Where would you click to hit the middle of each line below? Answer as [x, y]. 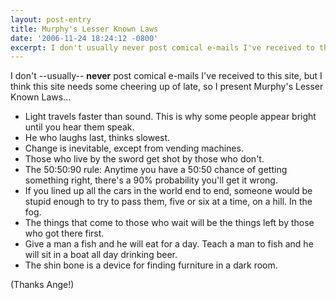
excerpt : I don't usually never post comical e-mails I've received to [162, 47]
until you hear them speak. [79, 127]
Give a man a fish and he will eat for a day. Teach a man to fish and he [169, 244]
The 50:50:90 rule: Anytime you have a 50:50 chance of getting [156, 170]
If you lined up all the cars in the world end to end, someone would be [168, 191]
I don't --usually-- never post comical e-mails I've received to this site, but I [166, 76]
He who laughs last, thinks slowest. [97, 138]
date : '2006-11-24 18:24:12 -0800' [84, 38]
